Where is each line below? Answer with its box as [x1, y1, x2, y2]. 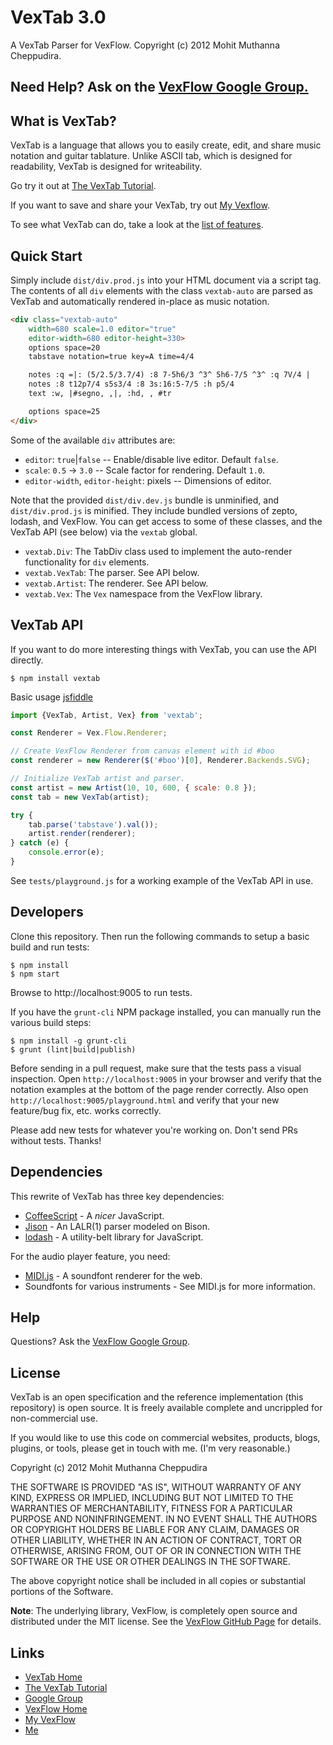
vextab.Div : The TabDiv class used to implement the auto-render [24, 545, 293, 557]
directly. [10, 654, 44, 666]
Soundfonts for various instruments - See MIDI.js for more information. [24, 1280, 316, 1292]
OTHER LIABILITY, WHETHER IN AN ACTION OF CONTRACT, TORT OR [10, 1534, 302, 1546]
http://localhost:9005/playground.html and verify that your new [10, 1094, 280, 1106]
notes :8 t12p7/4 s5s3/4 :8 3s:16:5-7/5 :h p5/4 [28, 379, 235, 390]
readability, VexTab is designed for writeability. [10, 161, 203, 173]
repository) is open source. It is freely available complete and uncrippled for [10, 1402, 323, 1414]
